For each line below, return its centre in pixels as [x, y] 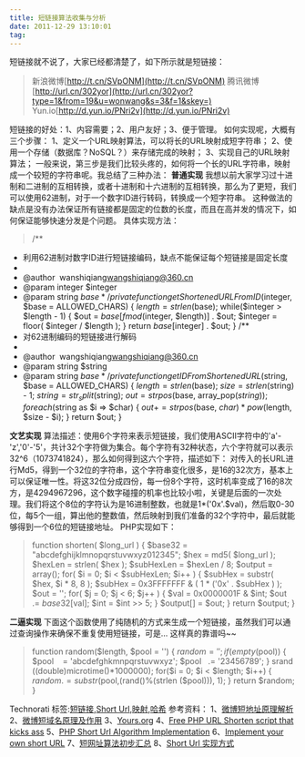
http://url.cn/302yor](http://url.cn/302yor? [114, 91]
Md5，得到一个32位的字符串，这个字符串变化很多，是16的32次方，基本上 [155, 470]
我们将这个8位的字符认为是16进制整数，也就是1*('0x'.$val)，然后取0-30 [160, 504]
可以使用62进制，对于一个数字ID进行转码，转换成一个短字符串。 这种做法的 [151, 198]
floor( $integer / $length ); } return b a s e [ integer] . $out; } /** [136, 326]
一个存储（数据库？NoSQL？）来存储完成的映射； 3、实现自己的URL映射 [153, 152]
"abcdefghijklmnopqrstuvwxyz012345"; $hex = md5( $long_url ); [153, 555]
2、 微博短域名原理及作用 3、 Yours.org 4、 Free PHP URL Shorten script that [152, 721]
